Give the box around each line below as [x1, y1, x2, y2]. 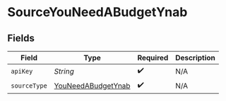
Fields [7, 32, 35, 44]
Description [175, 53, 215, 62]
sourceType [11, 81, 47, 90]
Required [137, 53, 169, 62]
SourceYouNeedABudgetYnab [7, 4, 188, 20]
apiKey [11, 67, 33, 75]
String [54, 66, 74, 76]
